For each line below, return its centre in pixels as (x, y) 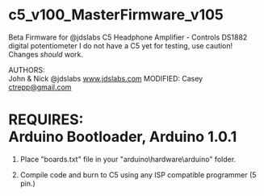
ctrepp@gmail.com (40, 87)
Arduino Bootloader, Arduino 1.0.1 (123, 137)
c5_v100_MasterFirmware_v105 (116, 15)
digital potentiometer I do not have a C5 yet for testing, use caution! (121, 45)
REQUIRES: (46, 120)
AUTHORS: (27, 69)
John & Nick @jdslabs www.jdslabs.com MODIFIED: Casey (106, 78)
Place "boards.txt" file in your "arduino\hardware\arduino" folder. (128, 159)
